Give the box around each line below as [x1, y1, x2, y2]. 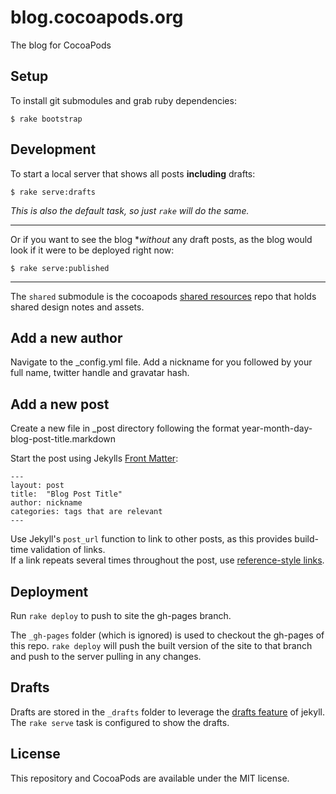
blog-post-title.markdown [10, 433, 117, 445]
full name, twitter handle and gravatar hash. [10, 367, 190, 379]
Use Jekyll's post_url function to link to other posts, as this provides [10, 533, 293, 545]
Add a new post [10, 396, 110, 413]
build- [294, 533, 319, 545]
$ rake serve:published [10, 263, 110, 273]
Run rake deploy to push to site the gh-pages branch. [10, 610, 232, 621]
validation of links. [30, 544, 106, 556]
